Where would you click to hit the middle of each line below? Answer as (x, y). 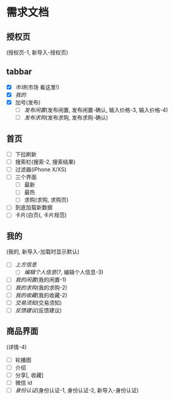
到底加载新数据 (34, 207)
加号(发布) (28, 102)
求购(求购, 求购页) (46, 200)
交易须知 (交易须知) (38, 302)
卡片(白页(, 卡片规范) (41, 215)
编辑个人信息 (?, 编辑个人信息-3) (64, 272)
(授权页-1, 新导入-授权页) (37, 52)
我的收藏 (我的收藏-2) (41, 295)
